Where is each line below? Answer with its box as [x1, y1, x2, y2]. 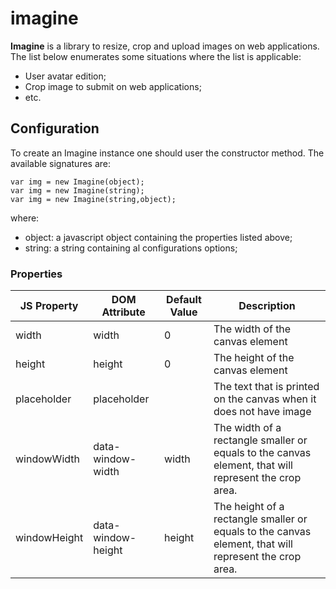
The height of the [213, 351, 295, 365]
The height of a [213, 500, 285, 514]
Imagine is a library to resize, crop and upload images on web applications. [10, 40, 320, 52]
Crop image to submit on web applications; [24, 80, 202, 92]
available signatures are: [10, 157, 112, 169]
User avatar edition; [24, 70, 107, 82]
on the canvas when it [213, 392, 317, 406]
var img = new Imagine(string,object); [10, 194, 177, 204]
